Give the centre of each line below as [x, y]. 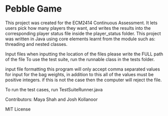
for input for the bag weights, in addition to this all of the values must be [79, 74]
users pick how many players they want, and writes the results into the [78, 28]
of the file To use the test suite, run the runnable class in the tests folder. [80, 59]
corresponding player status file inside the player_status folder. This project [83, 33]
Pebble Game [34, 9]
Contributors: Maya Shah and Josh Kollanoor [51, 99]
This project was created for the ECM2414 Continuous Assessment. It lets [81, 23]
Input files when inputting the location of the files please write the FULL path [84, 54]
